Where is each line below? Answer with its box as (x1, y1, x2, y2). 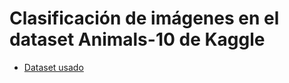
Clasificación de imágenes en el (9, 7, 280, 30)
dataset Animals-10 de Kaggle (9, 28, 266, 51)
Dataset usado (23, 61, 84, 73)
